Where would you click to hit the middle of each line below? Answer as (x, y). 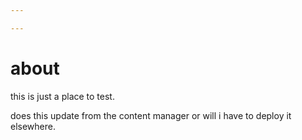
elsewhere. (33, 126)
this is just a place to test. (62, 96)
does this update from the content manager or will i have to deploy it (151, 115)
